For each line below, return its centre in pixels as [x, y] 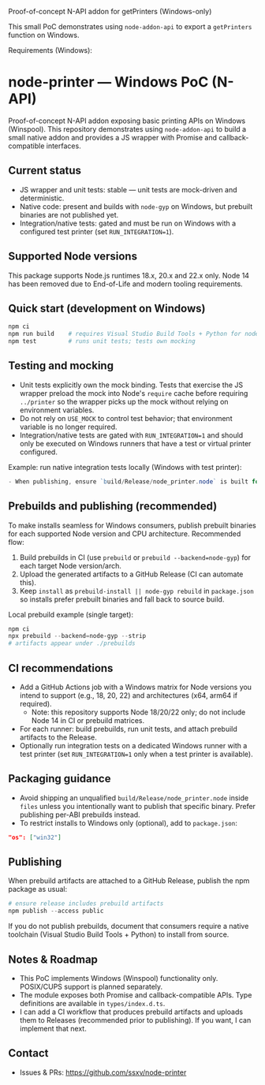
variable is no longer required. [68, 427]
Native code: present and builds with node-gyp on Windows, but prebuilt [136, 206]
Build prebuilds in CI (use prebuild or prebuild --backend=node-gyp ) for [135, 557]
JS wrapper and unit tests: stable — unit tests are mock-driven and [129, 189]
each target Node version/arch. [71, 565]
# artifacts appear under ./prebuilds [72, 643]
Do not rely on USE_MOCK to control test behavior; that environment [126, 418]
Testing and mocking [61, 366]
